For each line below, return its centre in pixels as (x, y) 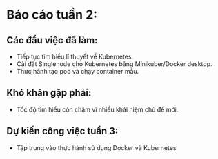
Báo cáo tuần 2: (52, 15)
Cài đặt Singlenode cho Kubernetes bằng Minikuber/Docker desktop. (114, 64)
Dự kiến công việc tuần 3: (62, 131)
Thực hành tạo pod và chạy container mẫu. (78, 71)
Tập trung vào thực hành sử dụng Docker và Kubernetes (96, 147)
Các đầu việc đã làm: (52, 40)
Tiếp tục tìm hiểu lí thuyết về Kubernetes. (75, 56)
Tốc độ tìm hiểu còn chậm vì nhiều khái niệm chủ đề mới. (97, 109)
